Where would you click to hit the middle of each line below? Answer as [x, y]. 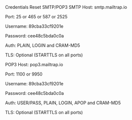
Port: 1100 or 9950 [24, 74]
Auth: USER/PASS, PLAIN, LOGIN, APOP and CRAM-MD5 [63, 103]
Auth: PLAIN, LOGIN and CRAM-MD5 [43, 45]
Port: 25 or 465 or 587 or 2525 [36, 17]
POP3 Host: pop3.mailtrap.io [34, 64]
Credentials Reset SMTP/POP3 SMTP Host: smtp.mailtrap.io [66, 7]
